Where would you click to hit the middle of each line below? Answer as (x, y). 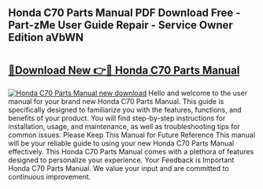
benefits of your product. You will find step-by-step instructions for (117, 118)
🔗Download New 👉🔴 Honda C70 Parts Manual (124, 70)
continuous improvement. (50, 177)
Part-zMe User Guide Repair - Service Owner (121, 26)
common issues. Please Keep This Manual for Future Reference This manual (132, 135)
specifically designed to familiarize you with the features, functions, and (125, 110)
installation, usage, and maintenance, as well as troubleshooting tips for (124, 126)
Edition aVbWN (46, 37)
